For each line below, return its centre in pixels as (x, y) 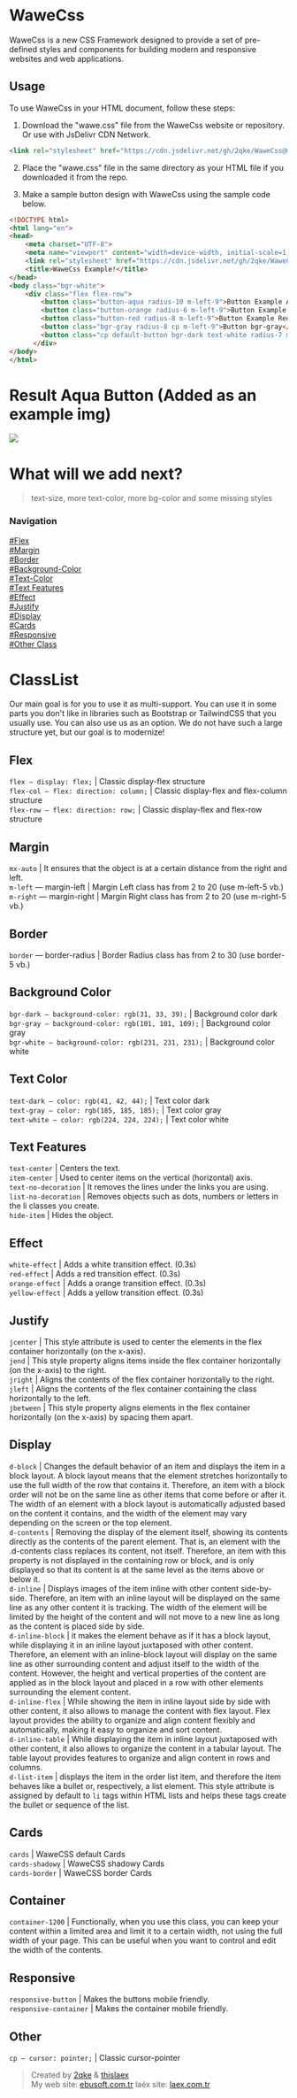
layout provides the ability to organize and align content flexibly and (133, 1720)
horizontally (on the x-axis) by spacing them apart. (101, 1416)
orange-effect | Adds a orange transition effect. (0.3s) (108, 1284)
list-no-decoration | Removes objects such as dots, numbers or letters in (144, 1197)
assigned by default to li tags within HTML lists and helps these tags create (148, 1795)
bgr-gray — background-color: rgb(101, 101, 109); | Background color (140, 1022)
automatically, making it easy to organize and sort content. (116, 1729)
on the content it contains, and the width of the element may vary (128, 1513)
